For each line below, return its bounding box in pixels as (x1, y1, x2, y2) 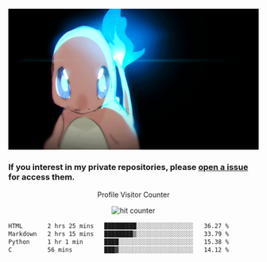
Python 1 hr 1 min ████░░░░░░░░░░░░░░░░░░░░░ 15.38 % (8, 238, 229, 246)
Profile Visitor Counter (97, 190, 170, 199)
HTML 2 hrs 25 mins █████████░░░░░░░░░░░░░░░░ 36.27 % (8, 222, 229, 230)
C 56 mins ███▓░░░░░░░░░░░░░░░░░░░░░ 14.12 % (8, 246, 229, 254)
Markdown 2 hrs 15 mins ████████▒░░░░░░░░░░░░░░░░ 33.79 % (8, 230, 229, 238)
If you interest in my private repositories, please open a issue (8, 162, 249, 173)
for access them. (8, 171, 75, 183)
